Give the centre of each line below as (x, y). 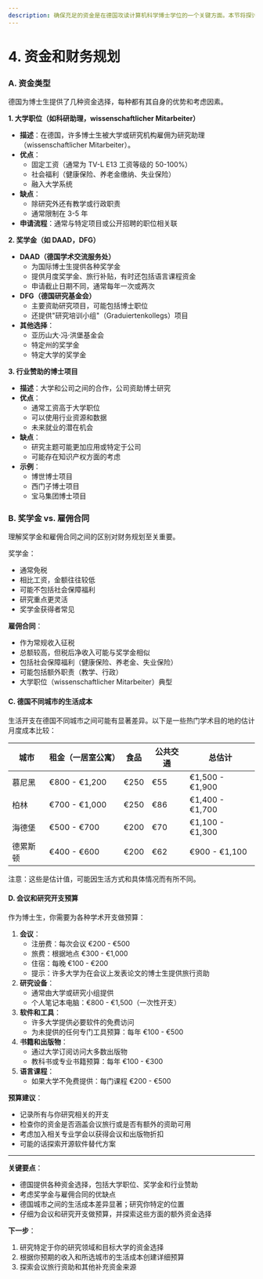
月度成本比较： (32, 730)
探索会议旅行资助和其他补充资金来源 (78, 1266)
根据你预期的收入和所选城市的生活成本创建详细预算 (102, 1257)
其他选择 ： (37, 326)
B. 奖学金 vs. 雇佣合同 (49, 519)
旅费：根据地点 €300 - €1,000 (79, 953)
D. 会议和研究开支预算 (43, 898)
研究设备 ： (37, 982)
